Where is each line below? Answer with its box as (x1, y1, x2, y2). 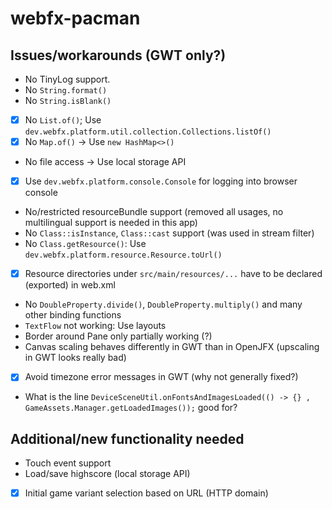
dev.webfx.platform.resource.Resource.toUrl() (24, 250, 223, 261)
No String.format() (24, 84, 108, 96)
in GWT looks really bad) (24, 352, 127, 364)
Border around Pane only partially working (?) (24, 330, 213, 342)
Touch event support (24, 457, 112, 469)
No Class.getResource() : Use (24, 238, 147, 250)
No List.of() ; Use (24, 114, 102, 126)
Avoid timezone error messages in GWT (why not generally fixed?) (24, 371, 299, 383)
